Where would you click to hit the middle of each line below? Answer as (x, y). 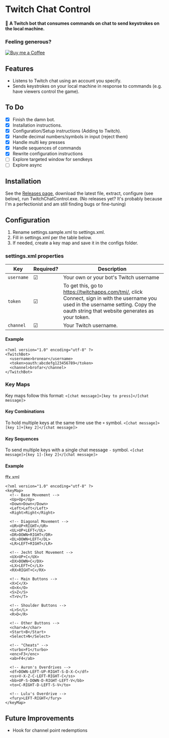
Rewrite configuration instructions (48, 154)
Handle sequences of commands (47, 148)
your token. (76, 318)
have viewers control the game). (46, 91)
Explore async (27, 165)
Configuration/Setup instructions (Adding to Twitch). (67, 131)
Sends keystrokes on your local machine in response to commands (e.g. (87, 86)
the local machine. (25, 28)
